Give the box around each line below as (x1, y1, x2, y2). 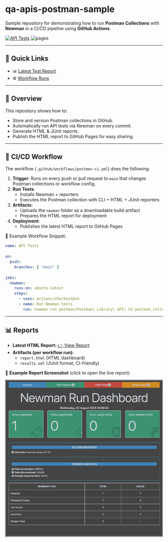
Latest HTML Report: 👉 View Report (12, 342, 90, 348)
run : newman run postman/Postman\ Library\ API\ (23, 307, 126, 312)
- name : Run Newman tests (18, 302, 72, 307)
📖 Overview (5, 94, 42, 103)
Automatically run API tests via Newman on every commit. (12, 123, 132, 129)
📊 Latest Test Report (12, 68, 56, 74)
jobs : (5, 275, 16, 280)
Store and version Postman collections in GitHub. (12, 117, 113, 123)
